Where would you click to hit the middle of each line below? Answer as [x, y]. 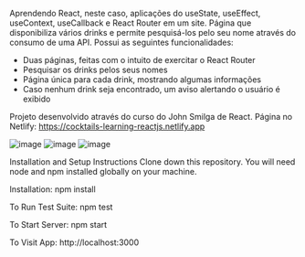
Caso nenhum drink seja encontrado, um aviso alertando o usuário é [151, 89]
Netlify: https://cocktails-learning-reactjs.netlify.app [107, 126]
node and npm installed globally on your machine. [103, 171]
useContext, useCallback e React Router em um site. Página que [131, 23]
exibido [37, 99]
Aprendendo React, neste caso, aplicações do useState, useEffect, [135, 13]
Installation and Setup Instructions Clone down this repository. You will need [152, 162]
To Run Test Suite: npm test [61, 207]
